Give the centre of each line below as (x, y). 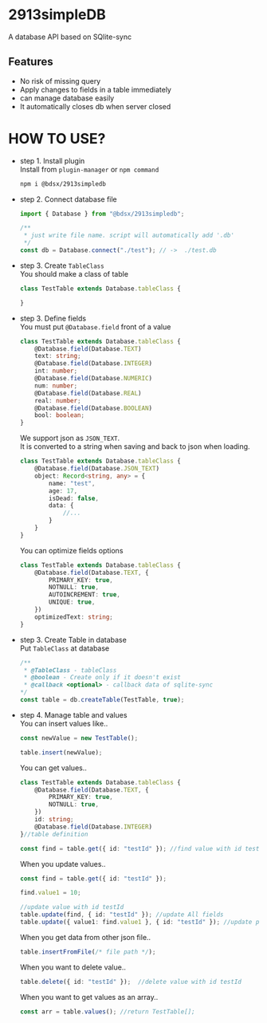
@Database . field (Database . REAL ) (88, 393)
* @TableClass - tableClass (70, 670)
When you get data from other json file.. (85, 937)
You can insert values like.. (64, 723)
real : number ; (58, 400)
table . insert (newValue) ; (61, 752)
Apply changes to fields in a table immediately (95, 89)
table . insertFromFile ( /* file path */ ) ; (88, 952)
